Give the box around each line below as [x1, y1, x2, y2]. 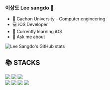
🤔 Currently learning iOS [12, 29, 62, 35]
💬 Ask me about [12, 34, 45, 40]
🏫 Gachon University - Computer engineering [12, 16, 106, 22]
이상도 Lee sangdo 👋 [5, 4, 54, 11]
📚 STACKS [5, 58, 40, 67]
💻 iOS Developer [12, 21, 48, 28]
